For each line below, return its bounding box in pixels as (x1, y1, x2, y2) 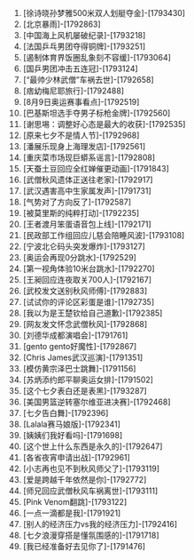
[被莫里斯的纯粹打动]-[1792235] (22, 208, 140, 218)
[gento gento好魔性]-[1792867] (22, 341, 137, 351)
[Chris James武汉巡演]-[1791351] (22, 352, 144, 363)
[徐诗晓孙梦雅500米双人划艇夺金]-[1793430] (22, 8, 185, 18)
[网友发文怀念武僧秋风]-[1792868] (22, 319, 148, 329)
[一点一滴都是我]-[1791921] (22, 508, 121, 518)
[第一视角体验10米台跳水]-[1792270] (22, 263, 155, 274)
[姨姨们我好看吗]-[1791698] (22, 430, 123, 440)
